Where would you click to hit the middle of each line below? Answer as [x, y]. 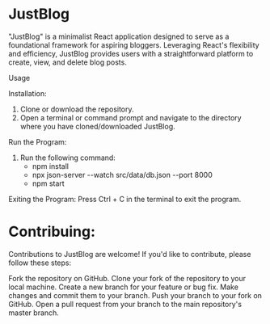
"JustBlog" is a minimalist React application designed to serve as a [119, 36]
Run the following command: [67, 158]
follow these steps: [40, 263]
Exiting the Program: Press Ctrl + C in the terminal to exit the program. [125, 199]
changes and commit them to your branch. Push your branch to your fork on [135, 295]
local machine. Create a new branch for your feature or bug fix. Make [123, 287]
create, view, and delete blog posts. [67, 62]
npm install [50, 166]
